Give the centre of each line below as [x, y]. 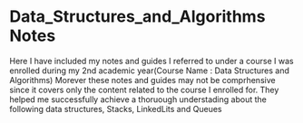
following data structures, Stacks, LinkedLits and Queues [116, 109]
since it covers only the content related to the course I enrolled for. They [144, 90]
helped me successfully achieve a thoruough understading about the [138, 99]
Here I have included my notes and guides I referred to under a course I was [151, 61]
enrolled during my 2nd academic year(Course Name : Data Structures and [150, 71]
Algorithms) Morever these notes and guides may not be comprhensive [142, 80]
